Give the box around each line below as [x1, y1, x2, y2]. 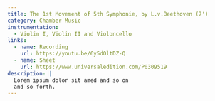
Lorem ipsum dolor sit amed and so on [14, 76, 130, 84]
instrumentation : [7, 23, 59, 31]
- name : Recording [14, 43, 69, 51]
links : [7, 37, 27, 44]
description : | [7, 70, 53, 77]
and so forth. [14, 83, 56, 90]
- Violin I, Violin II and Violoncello [14, 30, 132, 38]
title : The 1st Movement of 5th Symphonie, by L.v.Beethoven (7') [7, 10, 209, 18]
